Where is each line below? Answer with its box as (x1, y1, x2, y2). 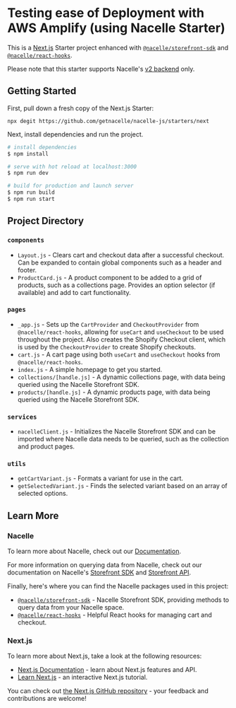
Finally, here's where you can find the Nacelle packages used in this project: (7, 582, 229, 591)
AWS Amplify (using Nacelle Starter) (7, 20, 225, 36)
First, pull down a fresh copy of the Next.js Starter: (7, 104, 154, 112)
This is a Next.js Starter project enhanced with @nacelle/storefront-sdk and (7, 43, 229, 52)
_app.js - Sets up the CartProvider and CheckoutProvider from (17, 320, 199, 328)
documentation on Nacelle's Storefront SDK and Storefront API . (7, 568, 192, 577)
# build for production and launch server (7, 182, 134, 190)
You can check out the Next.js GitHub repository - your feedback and (7, 687, 209, 695)
